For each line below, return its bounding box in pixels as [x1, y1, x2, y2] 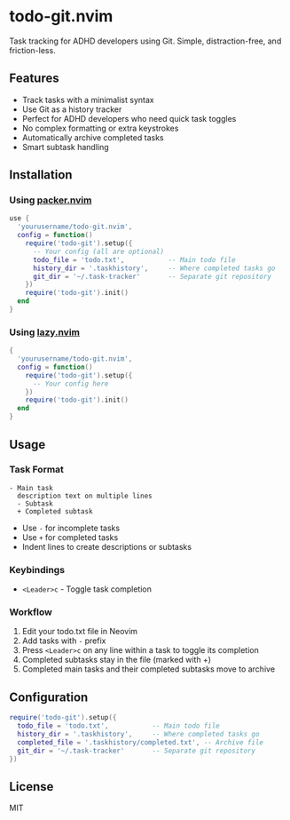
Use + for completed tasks [21, 531, 119, 543]
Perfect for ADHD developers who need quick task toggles [21, 113, 237, 123]
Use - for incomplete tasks [21, 522, 121, 533]
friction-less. [9, 44, 56, 55]
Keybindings [9, 563, 65, 576]
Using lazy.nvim [9, 326, 81, 338]
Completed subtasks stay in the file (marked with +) [21, 655, 211, 665]
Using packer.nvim [9, 194, 92, 206]
